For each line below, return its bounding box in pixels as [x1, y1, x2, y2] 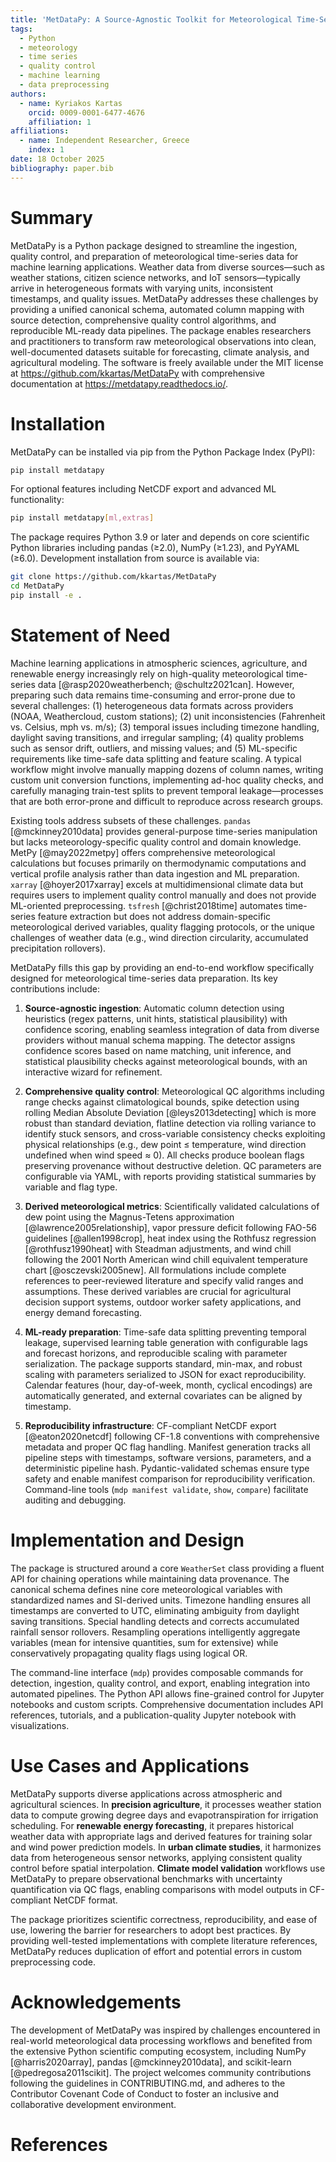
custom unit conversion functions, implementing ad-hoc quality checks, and [10, 774, 324, 786]
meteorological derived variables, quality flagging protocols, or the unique [10, 921, 315, 933]
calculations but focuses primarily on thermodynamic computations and [10, 857, 307, 869]
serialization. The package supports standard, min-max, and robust [24, 1357, 303, 1370]
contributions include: [10, 982, 100, 995]
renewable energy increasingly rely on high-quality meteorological [10, 667, 284, 680]
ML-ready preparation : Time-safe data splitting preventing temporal [24, 1326, 307, 1338]
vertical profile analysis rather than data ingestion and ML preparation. [10, 867, 300, 880]
